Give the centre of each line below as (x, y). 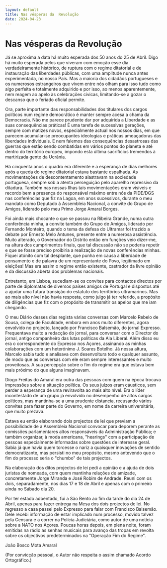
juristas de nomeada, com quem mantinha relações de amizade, (71, 473)
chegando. (16, 308)
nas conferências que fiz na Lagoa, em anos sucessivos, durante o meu (79, 198)
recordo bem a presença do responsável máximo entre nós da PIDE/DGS (80, 193)
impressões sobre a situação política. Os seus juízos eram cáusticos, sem (81, 385)
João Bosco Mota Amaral (31, 545)
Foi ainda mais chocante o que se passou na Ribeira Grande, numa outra (80, 219)
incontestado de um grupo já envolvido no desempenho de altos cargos (79, 396)
